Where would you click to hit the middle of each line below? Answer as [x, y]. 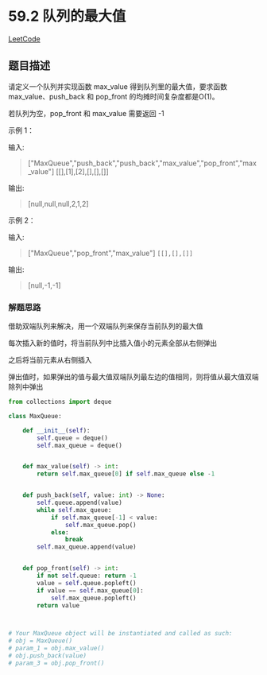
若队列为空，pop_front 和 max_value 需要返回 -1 [86, 113]
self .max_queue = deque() [80, 445]
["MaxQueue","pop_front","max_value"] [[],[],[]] [110, 253]
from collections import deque [60, 402]
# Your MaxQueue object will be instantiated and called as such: [120, 634]
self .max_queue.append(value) [87, 547]
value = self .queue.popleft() [87, 583]
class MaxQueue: [35, 416]
